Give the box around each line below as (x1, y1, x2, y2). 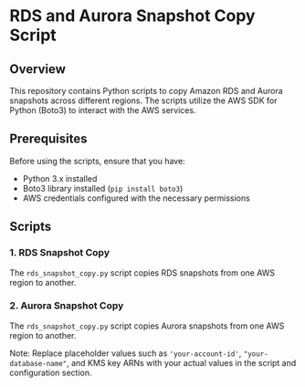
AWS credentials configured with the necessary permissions (22, 193, 251, 204)
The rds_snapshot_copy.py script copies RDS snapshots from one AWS (9, 267, 276, 278)
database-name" (9, 359, 68, 368)
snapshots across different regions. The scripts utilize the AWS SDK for (9, 95, 278, 106)
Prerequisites (9, 131, 88, 147)
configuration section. (9, 367, 93, 378)
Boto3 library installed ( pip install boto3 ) (22, 183, 184, 193)
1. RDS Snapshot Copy (9, 246, 110, 259)
